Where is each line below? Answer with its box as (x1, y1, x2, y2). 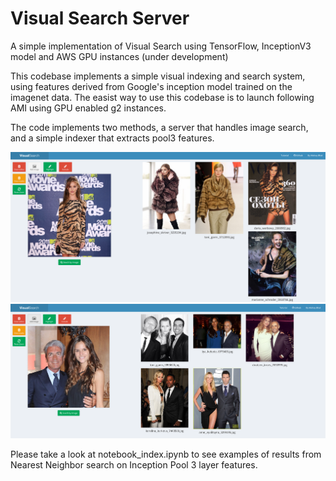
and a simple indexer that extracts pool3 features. (10, 132, 215, 144)
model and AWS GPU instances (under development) (10, 50, 229, 62)
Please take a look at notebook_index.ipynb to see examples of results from (10, 448, 322, 461)
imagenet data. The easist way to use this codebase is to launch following (10, 91, 315, 103)
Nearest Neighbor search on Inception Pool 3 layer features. (10, 459, 258, 471)
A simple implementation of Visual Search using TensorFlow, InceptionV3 (10, 40, 312, 52)
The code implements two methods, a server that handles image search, (10, 121, 309, 133)
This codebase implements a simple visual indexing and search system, (10, 70, 306, 82)
